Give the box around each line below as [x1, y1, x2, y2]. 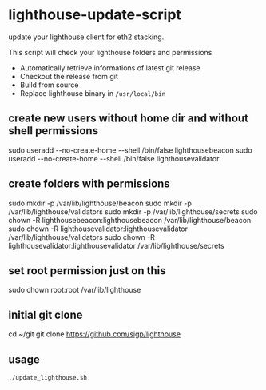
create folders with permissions [8, 177, 170, 191]
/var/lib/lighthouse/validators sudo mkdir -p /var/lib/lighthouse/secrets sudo [8, 206, 258, 217]
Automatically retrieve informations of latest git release [19, 62, 200, 73]
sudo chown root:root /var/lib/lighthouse [8, 285, 141, 295]
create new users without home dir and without [8, 112, 249, 125]
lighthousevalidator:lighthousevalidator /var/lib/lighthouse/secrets [8, 241, 225, 250]
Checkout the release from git [19, 71, 118, 81]
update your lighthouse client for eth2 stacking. [8, 32, 165, 42]
